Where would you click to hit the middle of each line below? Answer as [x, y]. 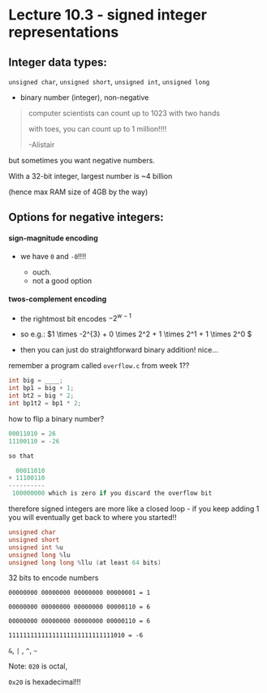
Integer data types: [58, 62]
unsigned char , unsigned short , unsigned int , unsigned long [109, 82]
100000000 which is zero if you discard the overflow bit [112, 493]
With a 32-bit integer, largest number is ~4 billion [90, 176]
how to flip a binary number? [56, 418]
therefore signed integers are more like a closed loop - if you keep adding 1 [134, 509]
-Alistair [41, 145]
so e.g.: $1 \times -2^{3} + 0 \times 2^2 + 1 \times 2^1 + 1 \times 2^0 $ [136, 334]
